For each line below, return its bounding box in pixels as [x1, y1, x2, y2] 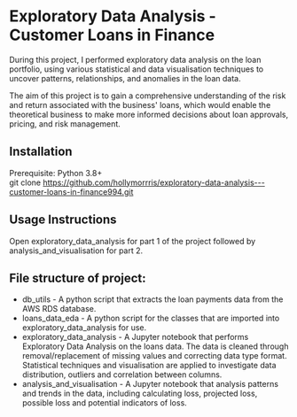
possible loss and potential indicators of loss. [21, 398, 188, 408]
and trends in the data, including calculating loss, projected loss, [21, 388, 258, 399]
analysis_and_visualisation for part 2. [9, 245, 144, 256]
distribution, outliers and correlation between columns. [21, 369, 223, 380]
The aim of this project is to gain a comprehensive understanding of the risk [9, 90, 286, 101]
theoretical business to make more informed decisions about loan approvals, [9, 109, 289, 120]
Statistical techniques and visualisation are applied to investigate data [21, 360, 277, 371]
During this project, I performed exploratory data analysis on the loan [9, 54, 262, 65]
